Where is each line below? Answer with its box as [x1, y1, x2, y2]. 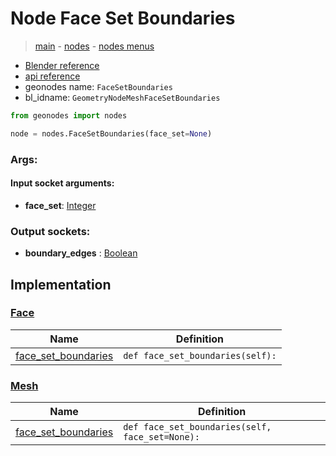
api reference [24, 70, 81, 82]
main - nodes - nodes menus [34, 40, 155, 52]
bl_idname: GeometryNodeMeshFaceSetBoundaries [24, 91, 221, 103]
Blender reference [24, 59, 100, 71]
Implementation [10, 276, 112, 293]
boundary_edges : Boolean [24, 247, 138, 259]
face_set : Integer [24, 199, 97, 211]
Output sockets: [10, 224, 91, 238]
